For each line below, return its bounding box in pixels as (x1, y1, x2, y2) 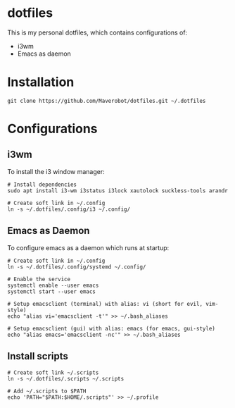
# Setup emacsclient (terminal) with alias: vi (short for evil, (7, 300, 203, 307)
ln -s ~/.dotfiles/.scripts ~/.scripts (7, 375, 125, 382)
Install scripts (7, 350, 69, 362)
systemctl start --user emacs (7, 288, 96, 295)
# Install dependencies (7, 181, 77, 188)
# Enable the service (7, 276, 71, 283)
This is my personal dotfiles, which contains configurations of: (7, 28, 188, 37)
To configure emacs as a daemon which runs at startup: (7, 243, 170, 252)
